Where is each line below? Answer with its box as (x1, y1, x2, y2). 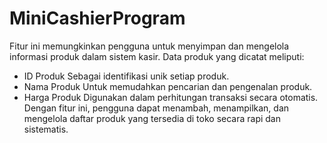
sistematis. (23, 123, 69, 135)
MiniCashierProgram (9, 7, 186, 30)
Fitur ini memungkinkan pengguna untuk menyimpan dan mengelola (9, 40, 290, 52)
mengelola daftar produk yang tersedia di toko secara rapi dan (23, 112, 281, 124)
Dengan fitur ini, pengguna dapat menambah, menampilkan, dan (23, 102, 290, 114)
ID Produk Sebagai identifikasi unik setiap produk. (23, 70, 230, 82)
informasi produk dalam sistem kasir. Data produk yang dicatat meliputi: (9, 50, 305, 62)
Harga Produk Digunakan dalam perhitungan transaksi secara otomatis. (23, 91, 319, 103)
